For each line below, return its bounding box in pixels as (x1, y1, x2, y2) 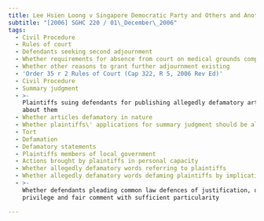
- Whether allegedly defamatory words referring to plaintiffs (15, 165, 226, 172)
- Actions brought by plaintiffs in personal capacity (15, 158, 199, 165)
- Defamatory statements (15, 143, 97, 150)
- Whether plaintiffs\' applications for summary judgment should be (15, 121, 247, 129)
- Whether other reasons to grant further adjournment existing (15, 63, 230, 71)
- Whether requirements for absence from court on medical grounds (15, 56, 241, 63)
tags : (8, 26, 26, 34)
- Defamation (15, 135, 58, 143)
